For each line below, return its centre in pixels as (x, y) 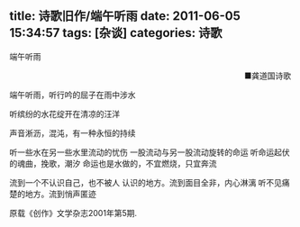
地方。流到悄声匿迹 (60, 194)
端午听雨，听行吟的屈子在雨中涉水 (73, 95)
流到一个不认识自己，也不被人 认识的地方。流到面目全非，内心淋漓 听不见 (145, 182)
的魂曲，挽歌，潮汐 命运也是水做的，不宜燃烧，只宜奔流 (113, 163)
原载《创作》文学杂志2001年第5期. (73, 213)
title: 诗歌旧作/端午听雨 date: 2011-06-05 (125, 16)
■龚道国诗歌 (268, 76)
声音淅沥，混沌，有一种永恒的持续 (73, 132)
